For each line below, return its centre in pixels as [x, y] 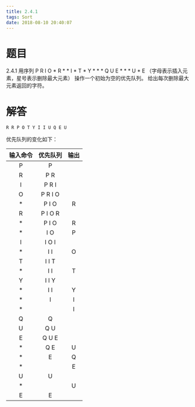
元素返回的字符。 [27, 85]
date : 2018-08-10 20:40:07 [39, 22]
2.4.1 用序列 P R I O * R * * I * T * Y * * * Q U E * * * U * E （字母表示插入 [95, 71]
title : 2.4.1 [22, 11]
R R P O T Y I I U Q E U [36, 128]
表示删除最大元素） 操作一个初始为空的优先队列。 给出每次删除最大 [107, 78]
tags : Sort [19, 17]
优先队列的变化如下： [32, 140]
